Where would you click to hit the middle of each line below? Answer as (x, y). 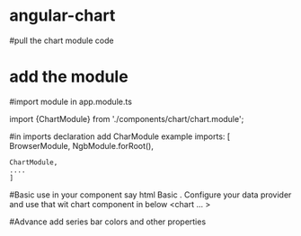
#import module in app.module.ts (71, 101)
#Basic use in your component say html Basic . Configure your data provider (150, 195)
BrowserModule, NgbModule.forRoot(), (82, 145)
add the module (69, 77)
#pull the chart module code (62, 40)
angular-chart (62, 16)
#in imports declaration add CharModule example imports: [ (120, 136)
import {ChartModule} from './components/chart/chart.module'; (127, 118)
